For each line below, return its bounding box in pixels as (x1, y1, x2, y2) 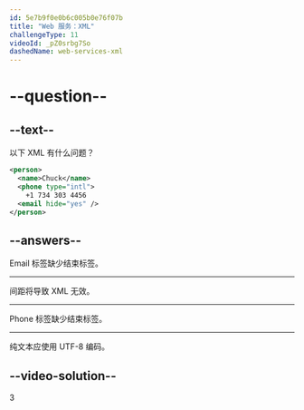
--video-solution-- (9, 368, 117, 384)
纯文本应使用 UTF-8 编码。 (9, 341, 110, 352)
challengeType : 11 (9, 30, 79, 39)
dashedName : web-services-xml (9, 47, 124, 56)
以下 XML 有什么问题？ (9, 147, 95, 159)
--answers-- (9, 232, 81, 248)
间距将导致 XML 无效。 (9, 286, 95, 297)
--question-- (9, 86, 108, 107)
